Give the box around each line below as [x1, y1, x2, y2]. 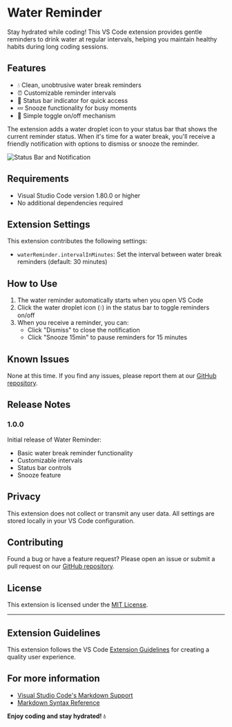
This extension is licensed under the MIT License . [7, 601, 148, 609]
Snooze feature [17, 471, 61, 479]
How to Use [7, 278, 58, 290]
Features [7, 62, 46, 74]
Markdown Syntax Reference [17, 698, 100, 706]
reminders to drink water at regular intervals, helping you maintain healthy [7, 35, 217, 43]
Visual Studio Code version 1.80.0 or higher [17, 191, 141, 200]
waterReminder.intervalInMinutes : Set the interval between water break [17, 250, 222, 258]
